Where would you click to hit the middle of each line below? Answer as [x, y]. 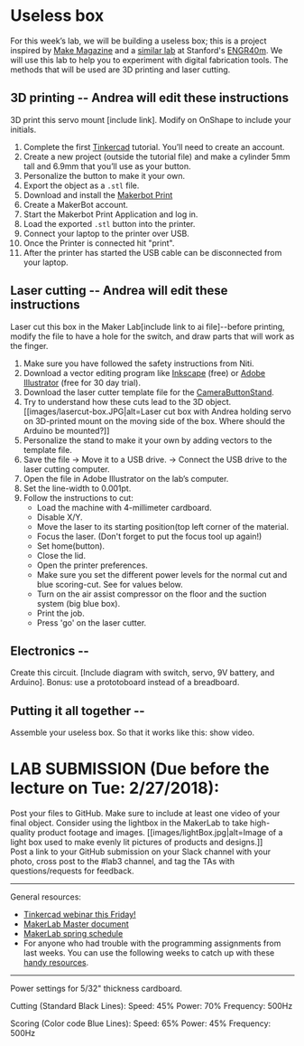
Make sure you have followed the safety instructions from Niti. [139, 363]
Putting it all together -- [78, 711]
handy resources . [56, 963]
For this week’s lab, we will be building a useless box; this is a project [138, 41]
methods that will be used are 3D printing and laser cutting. [120, 70]
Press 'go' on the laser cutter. [92, 622]
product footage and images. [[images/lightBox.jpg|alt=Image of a [160, 833]
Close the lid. [61, 555]
